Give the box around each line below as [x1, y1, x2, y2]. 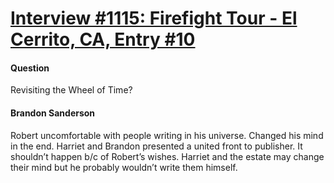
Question [10, 62, 50, 74]
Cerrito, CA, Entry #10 [10, 28, 196, 51]
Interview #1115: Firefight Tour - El [10, 7, 298, 30]
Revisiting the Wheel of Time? [10, 84, 133, 96]
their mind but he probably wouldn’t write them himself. [10, 161, 238, 173]
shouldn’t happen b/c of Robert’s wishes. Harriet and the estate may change [10, 150, 325, 162]
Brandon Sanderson [10, 107, 96, 119]
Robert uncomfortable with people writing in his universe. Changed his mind [10, 129, 324, 141]
